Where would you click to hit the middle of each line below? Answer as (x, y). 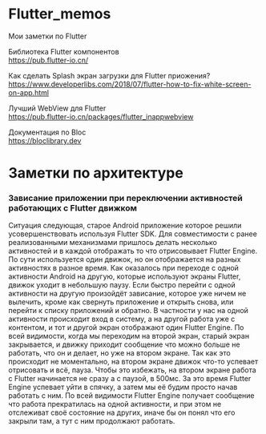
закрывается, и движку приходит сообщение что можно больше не (124, 344)
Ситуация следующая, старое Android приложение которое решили (125, 226)
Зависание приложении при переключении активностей (125, 199)
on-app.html (29, 92)
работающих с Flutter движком (73, 208)
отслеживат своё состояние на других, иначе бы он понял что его (122, 412)
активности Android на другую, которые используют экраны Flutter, (125, 276)
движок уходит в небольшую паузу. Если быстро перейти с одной (122, 285)
